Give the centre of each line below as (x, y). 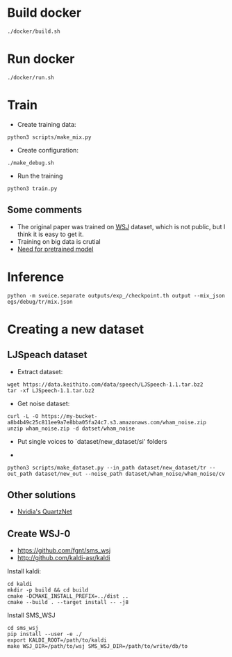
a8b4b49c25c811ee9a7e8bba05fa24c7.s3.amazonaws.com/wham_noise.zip (107, 422)
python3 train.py (32, 188)
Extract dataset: (40, 371)
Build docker (44, 13)
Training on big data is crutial (59, 241)
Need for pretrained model (55, 249)
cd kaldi (20, 584)
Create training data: (47, 124)
